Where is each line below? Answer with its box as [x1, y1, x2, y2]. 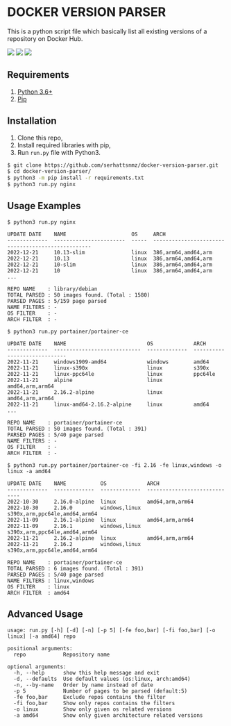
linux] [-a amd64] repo [7, 633, 76, 640]
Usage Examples [7, 200, 81, 212]
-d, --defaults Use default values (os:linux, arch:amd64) [13, 675, 191, 682]
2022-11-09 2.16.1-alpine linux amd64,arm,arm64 [7, 516, 194, 523]
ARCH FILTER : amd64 [7, 589, 70, 596]
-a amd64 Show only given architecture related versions [13, 711, 203, 719]
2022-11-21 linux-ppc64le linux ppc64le [7, 370, 216, 377]
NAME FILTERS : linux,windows [7, 577, 95, 584]
